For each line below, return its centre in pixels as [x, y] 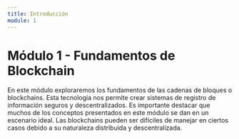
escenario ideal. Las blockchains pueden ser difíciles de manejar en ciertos [118, 121]
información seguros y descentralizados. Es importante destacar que [109, 105]
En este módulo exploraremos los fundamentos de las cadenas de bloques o [120, 90]
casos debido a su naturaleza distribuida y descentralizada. [95, 128]
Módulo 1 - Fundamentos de [91, 56]
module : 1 [22, 21]
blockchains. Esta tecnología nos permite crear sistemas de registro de [112, 98]
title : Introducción [38, 14]
